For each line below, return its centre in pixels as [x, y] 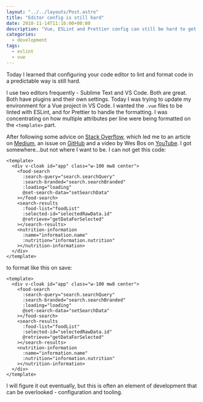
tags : [13, 46]
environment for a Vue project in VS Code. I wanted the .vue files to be [95, 105]
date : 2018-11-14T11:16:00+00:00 [48, 23]
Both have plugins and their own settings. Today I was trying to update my [99, 99]
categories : [21, 35]
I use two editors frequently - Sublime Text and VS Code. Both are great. [97, 92]
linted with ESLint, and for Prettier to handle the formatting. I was [87, 112]
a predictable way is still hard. [43, 81]
